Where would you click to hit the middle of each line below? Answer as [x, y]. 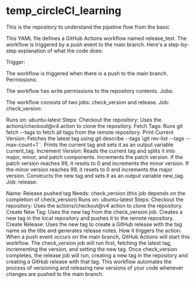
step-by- [179, 44]
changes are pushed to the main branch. [55, 274]
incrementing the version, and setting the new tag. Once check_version [92, 249]
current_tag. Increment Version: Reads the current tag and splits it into [91, 151]
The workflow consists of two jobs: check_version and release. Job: [88, 102]
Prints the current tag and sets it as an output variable [109, 144]
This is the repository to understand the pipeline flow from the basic [88, 27]
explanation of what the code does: [61, 50]
